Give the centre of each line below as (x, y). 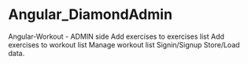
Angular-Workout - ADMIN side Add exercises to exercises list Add (116, 36)
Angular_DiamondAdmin (91, 15)
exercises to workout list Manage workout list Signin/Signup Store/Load (124, 44)
